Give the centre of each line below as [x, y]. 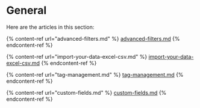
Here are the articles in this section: [50, 27]
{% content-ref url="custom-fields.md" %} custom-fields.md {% [86, 92]
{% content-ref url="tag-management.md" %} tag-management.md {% [95, 74]
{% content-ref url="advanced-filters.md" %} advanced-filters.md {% [93, 38]
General [27, 10]
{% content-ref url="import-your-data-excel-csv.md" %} [77, 56]
